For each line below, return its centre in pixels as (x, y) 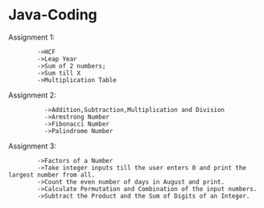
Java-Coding (53, 15)
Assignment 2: (32, 95)
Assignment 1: (31, 37)
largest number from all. (52, 175)
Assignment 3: (32, 146)
